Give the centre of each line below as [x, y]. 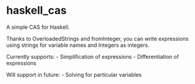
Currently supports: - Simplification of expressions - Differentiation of [93, 56]
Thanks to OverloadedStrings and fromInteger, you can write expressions [97, 38]
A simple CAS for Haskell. [38, 27]
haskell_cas [37, 10]
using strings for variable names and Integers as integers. [78, 45]
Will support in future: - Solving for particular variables [74, 74]
